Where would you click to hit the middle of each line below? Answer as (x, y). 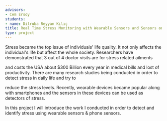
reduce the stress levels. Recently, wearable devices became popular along (83, 87)
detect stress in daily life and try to (41, 78)
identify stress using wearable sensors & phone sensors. (63, 113)
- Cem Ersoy (17, 14)
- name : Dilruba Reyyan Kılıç (37, 24)
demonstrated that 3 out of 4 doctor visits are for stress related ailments (79, 58)
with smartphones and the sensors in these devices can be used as (74, 93)
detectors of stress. (25, 98)
